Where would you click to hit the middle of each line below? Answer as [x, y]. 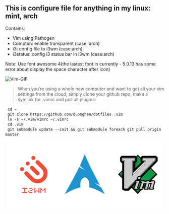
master [12, 134]
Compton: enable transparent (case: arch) [56, 43]
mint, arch [21, 16]
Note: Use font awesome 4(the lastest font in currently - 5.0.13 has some [80, 64]
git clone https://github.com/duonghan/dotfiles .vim [65, 114]
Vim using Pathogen [33, 38]
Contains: [15, 28]
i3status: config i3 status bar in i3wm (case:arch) [63, 54]
